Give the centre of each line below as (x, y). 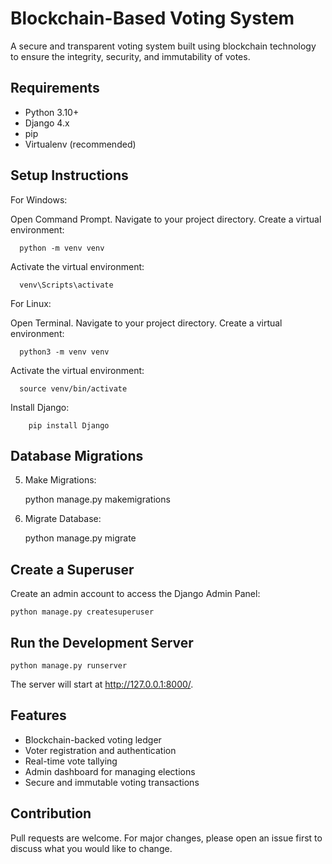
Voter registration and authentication (100, 750)
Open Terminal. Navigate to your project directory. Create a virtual (146, 323)
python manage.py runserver (69, 666)
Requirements (55, 88)
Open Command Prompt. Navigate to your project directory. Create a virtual (166, 219)
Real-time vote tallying (71, 761)
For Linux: (31, 303)
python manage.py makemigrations (97, 499)
